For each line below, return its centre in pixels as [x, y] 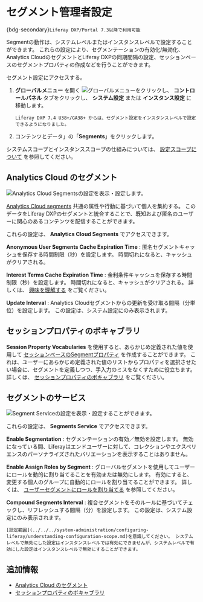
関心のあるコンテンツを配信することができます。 [77, 221]
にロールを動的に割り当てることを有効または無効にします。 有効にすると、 [99, 475]
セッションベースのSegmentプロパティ [71, 354]
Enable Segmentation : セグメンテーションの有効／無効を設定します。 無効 [100, 439]
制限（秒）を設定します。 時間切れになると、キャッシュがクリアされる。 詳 [100, 282]
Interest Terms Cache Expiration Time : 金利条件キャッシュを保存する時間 [99, 275]
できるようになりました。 [42, 124]
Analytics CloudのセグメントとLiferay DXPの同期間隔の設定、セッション [96, 57]
